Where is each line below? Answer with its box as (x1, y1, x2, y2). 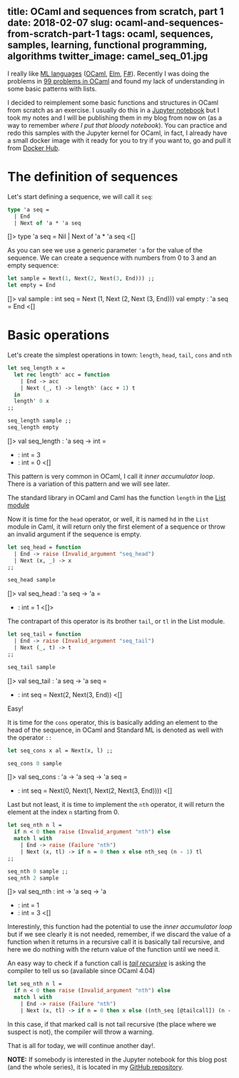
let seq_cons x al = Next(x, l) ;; (7, 747, 113, 754)
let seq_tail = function (7, 631, 81, 638)
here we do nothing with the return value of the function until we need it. (7, 945, 220, 954)
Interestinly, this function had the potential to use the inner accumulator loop (7, 922, 233, 931)
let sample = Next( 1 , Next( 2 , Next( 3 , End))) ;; (7, 275, 155, 283)
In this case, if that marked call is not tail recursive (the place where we (7, 1019, 216, 1028)
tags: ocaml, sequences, (101, 28, 214, 40)
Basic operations (7, 327, 110, 343)
